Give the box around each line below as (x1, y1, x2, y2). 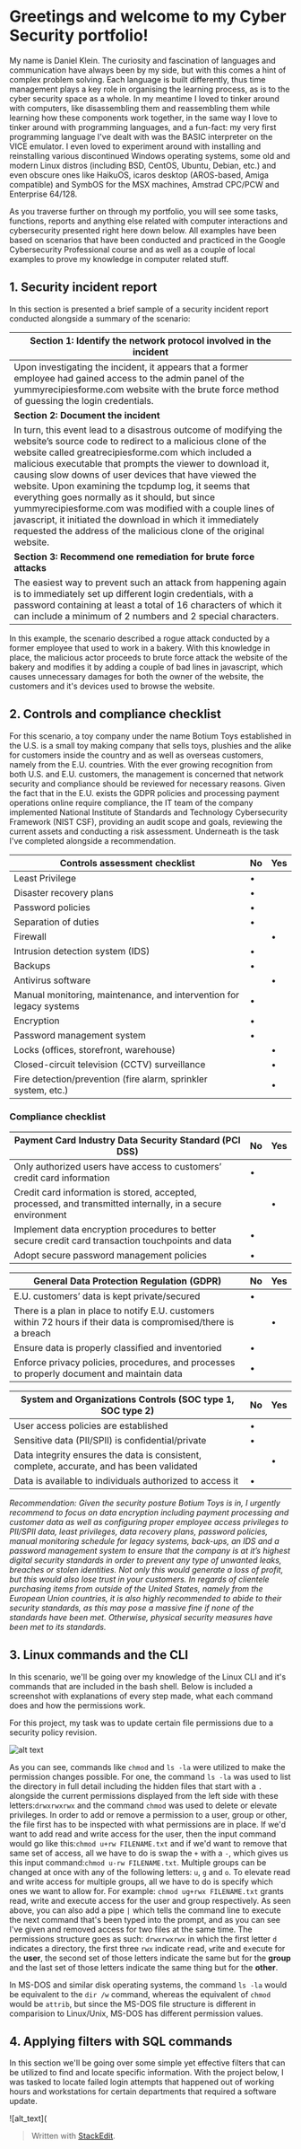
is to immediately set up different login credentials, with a (13, 587, 254, 600)
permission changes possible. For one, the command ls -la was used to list (9, 1771, 291, 1782)
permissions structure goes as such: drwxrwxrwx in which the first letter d (9, 1933, 278, 1944)
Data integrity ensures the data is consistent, (13, 1448, 202, 1460)
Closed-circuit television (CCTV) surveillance (13, 1057, 206, 1070)
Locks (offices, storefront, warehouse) (13, 1043, 176, 1056)
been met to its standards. (9, 1621, 107, 1632)
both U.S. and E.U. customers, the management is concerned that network (9, 768, 284, 779)
